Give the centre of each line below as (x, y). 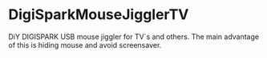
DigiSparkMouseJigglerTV (99, 15)
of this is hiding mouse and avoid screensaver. (85, 44)
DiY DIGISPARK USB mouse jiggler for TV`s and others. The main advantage (133, 37)
